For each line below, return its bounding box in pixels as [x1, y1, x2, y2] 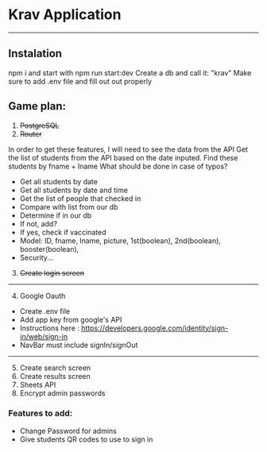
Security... [19, 253, 54, 262]
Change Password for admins [19, 426, 117, 435]
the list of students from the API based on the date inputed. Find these [8, 153, 238, 162]
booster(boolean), [19, 244, 79, 253]
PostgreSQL [19, 121, 60, 130]
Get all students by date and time [19, 185, 129, 195]
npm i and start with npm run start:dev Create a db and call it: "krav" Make [8, 68, 252, 77]
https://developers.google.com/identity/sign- [80, 323, 229, 333]
